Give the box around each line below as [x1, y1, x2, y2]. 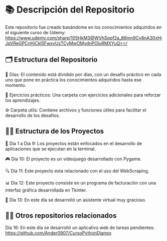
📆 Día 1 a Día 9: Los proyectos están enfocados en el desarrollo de [5, 140, 142, 146]
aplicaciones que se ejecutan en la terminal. [5, 146, 96, 152]
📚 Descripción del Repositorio [5, 4, 134, 16]
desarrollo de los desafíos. [5, 112, 60, 118]
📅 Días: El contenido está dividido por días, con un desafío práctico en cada [5, 71, 161, 77]
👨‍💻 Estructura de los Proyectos [5, 127, 104, 136]
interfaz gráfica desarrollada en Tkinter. [5, 187, 87, 193]
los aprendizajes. [5, 97, 41, 103]
